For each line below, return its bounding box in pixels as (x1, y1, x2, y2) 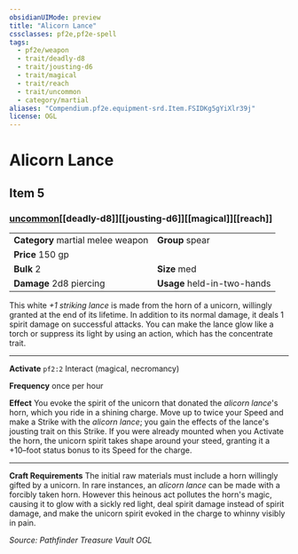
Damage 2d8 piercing (13, 277, 106, 289)
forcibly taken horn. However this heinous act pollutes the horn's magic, (9, 489, 272, 500)
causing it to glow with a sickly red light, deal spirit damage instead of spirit (9, 499, 285, 509)
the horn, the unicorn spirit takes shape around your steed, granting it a (9, 436, 271, 446)
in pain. (9, 518, 36, 528)
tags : (9, 37, 29, 47)
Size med (156, 263, 197, 275)
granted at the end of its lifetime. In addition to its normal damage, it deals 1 (9, 310, 284, 320)
